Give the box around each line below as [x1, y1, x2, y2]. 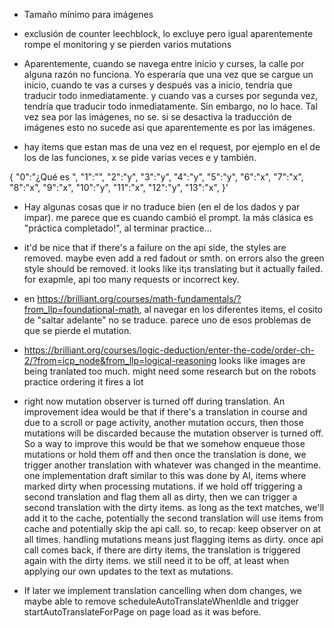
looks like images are [218, 355, 306, 366]
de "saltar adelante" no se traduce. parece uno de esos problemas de [23, 314, 312, 326]
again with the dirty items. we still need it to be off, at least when [23, 555, 290, 566]
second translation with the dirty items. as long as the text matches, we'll [23, 502, 325, 513]
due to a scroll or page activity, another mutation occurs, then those [23, 417, 304, 428]
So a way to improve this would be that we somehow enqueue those [23, 438, 306, 449]
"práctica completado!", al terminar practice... [23, 222, 212, 234]
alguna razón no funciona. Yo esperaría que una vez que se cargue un [23, 69, 314, 80]
